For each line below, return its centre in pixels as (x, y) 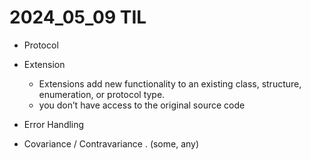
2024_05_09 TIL (78, 17)
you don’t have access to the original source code (142, 105)
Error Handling (54, 124)
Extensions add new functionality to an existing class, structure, (170, 83)
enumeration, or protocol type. (102, 94)
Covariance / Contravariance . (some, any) (111, 143)
